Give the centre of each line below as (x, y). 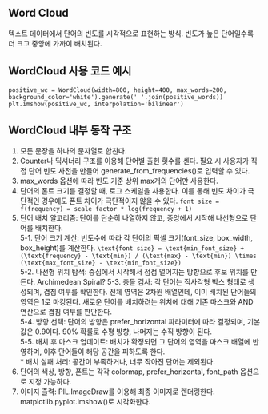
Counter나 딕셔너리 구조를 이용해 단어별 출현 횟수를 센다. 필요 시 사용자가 (134, 161)
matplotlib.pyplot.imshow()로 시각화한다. (85, 402)
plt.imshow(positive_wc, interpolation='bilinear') (96, 104)
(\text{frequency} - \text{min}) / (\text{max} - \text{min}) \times (138, 256)
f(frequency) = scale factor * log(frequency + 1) (106, 209)
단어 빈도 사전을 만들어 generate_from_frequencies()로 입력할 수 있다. (139, 171)
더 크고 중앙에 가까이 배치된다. (55, 43)
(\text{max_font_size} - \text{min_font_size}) (100, 263)
